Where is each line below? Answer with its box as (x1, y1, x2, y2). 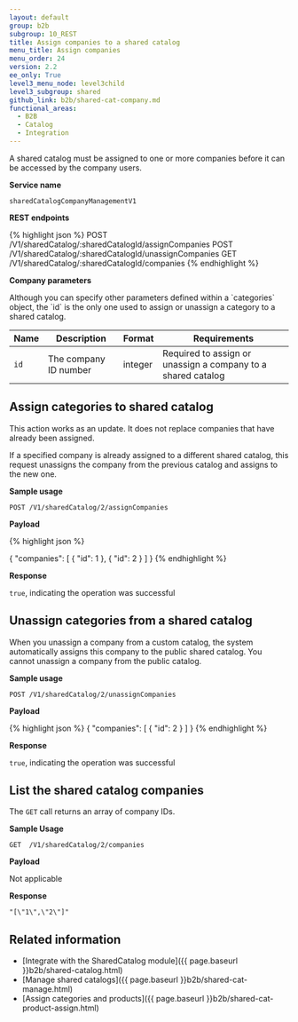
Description (56, 332, 106, 345)
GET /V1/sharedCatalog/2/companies (9, 841, 145, 850)
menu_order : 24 (9, 54, 66, 63)
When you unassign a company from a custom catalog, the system (9, 637, 254, 647)
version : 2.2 (9, 63, 58, 72)
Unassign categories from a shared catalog (9, 614, 253, 629)
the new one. (9, 468, 58, 479)
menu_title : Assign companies (9, 46, 122, 55)
